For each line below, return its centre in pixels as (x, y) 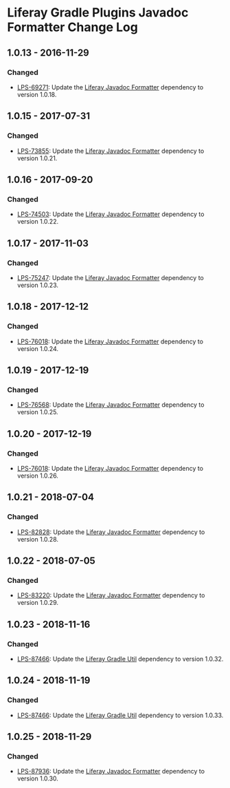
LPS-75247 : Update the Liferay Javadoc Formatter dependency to (110, 277)
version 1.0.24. (38, 348)
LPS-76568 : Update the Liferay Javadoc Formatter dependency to (111, 405)
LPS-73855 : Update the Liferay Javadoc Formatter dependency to (111, 151)
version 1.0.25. (37, 412)
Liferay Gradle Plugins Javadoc (98, 13)
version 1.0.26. (37, 476)
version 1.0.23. (37, 285)
